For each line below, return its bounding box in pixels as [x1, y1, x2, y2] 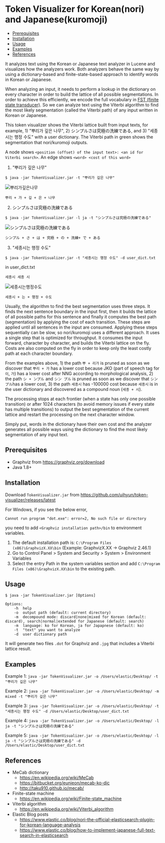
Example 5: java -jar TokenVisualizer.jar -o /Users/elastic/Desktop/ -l [5, 732, 159, 738]
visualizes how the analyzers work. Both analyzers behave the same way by [5, 66, 159, 72]
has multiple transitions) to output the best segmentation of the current [5, 406, 149, 412]
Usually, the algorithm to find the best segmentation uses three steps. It [5, 303, 150, 309]
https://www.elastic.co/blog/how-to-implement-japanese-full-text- [19, 827, 156, 833]
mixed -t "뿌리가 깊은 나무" [5, 694, 58, 699]
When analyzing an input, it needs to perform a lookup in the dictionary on [5, 86, 156, 92]
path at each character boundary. [5, 350, 73, 356]
